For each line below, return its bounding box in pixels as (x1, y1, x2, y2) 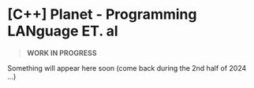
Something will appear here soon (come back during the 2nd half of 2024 (7, 63, 247, 72)
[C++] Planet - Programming (7, 5, 197, 24)
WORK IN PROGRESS (26, 48, 97, 57)
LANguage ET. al (7, 22, 119, 40)
